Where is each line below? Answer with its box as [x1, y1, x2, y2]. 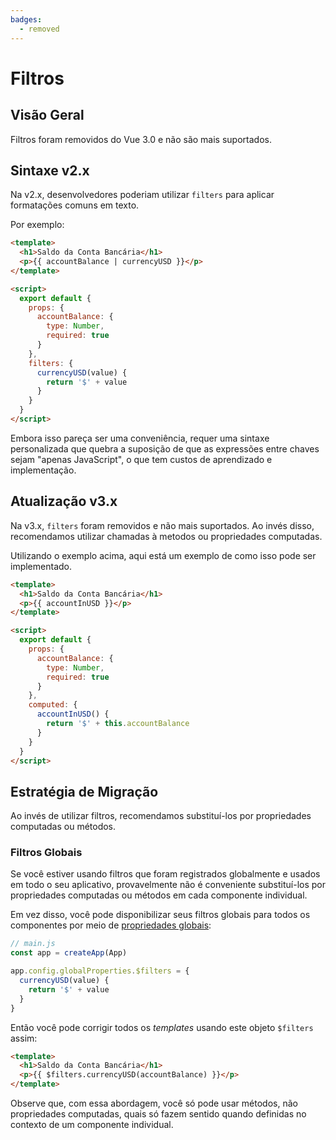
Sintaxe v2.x [10, 162, 90, 179]
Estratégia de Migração [10, 783, 159, 800]
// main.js [10, 939, 56, 949]
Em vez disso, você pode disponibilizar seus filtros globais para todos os [10, 909, 311, 921]
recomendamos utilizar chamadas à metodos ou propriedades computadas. [10, 530, 323, 542]
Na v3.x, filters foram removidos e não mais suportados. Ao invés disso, [10, 519, 315, 531]
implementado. [10, 560, 72, 572]
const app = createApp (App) [10, 948, 128, 958]
